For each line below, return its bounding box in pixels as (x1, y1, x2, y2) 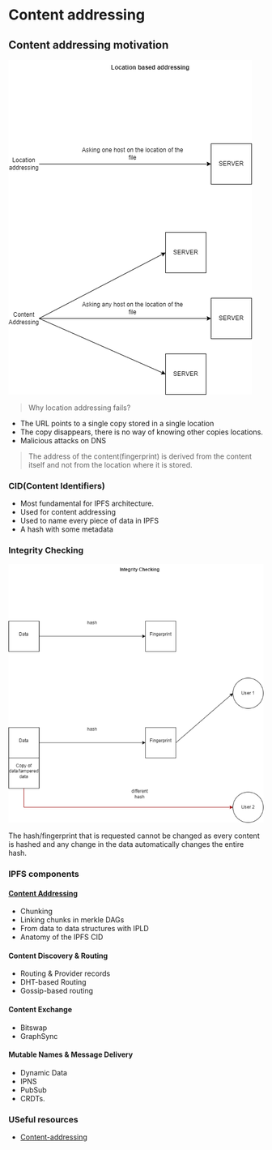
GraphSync (19, 1031, 58, 1041)
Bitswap (19, 1023, 48, 1032)
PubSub (19, 1084, 47, 1095)
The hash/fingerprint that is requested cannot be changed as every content (8, 831, 261, 840)
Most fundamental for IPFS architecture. (19, 498, 154, 508)
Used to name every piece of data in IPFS (19, 516, 159, 526)
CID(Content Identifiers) (8, 480, 105, 491)
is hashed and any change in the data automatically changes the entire (8, 840, 244, 849)
